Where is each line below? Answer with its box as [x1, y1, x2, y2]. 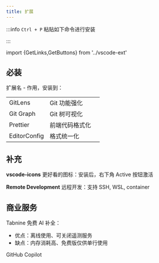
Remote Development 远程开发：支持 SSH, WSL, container [6, 184, 150, 191]
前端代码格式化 [49, 121, 91, 129]
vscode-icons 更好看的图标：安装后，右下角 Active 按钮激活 [6, 171, 154, 178]
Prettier [9, 121, 29, 129]
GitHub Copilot [6, 251, 42, 258]
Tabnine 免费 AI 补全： [6, 219, 61, 226]
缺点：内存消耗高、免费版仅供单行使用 [14, 239, 108, 246]
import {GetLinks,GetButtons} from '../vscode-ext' [6, 48, 127, 56]
